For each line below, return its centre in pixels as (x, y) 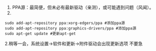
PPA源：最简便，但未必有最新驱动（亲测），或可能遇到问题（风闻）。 (83, 7)
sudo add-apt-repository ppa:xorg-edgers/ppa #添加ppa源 (65, 23)
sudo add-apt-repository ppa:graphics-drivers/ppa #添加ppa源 (71, 28)
